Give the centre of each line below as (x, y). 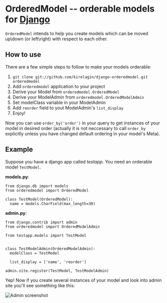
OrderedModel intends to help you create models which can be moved (77, 33)
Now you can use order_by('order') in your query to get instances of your (82, 123)
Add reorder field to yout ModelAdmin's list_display (68, 108)
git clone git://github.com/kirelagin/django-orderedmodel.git (80, 77)
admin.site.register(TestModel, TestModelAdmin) (57, 271)
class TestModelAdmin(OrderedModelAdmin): (50, 249)
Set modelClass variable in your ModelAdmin (59, 102)
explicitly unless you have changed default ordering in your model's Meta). (82, 134)
